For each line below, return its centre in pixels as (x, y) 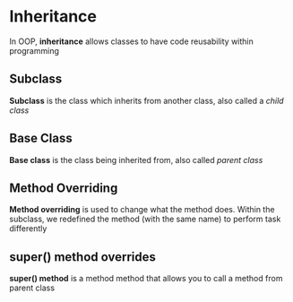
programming (34, 50)
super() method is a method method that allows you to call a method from (146, 279)
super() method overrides (83, 257)
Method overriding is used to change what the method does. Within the (142, 210)
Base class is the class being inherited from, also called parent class (136, 160)
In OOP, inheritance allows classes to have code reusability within (131, 41)
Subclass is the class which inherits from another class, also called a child (146, 100)
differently (28, 229)
